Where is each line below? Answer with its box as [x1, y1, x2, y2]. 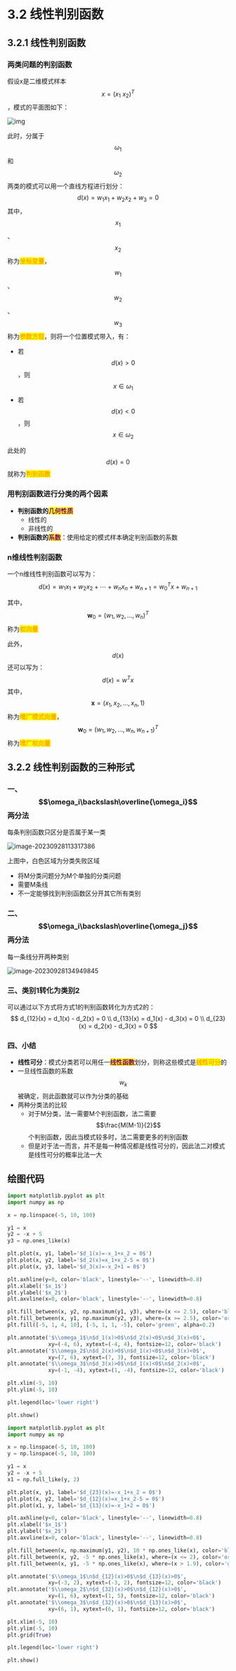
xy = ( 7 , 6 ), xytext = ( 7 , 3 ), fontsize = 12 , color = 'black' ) [48, 1354, 216, 1361]
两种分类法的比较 [17, 1101, 67, 1109]
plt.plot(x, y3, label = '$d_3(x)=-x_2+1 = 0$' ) [7, 1263, 146, 1270]
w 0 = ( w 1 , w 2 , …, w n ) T [86, 610, 149, 621]
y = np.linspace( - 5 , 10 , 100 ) [7, 1450, 96, 1457]
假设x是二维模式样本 [7, 77, 67, 85]
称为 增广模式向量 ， [7, 713, 63, 721]
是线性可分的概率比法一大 [27, 1151, 103, 1159]
